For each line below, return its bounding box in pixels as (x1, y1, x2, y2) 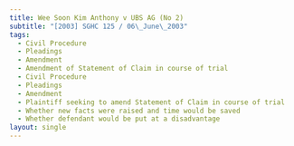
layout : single (9, 123, 67, 132)
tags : (9, 30, 30, 39)
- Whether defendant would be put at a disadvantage (17, 114, 221, 123)
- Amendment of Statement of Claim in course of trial (17, 64, 229, 73)
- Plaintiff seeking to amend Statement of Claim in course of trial (17, 97, 285, 107)
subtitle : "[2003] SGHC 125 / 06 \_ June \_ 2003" (9, 22, 188, 31)
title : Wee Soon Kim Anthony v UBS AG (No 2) (9, 13, 184, 23)
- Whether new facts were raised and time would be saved (17, 106, 242, 115)
